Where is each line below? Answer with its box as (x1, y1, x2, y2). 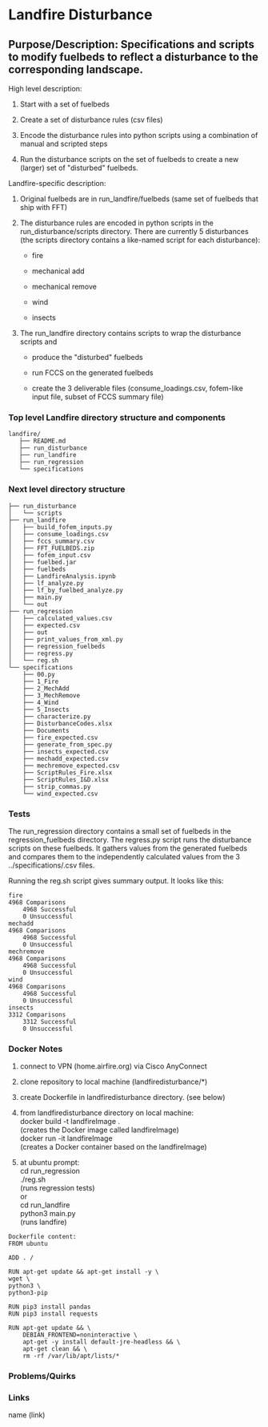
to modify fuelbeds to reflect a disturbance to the (8, 50, 258, 63)
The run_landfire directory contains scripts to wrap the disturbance (19, 329, 242, 338)
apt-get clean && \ (22, 1345, 88, 1353)
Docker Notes (8, 1043, 63, 1054)
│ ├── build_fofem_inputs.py (8, 523, 113, 531)
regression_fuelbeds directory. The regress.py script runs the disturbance (8, 835, 252, 844)
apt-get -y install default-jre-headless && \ (22, 1338, 181, 1346)
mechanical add (31, 266, 86, 276)
